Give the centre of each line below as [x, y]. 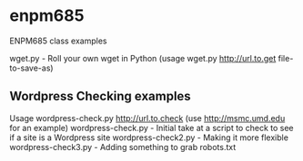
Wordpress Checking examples [100, 96]
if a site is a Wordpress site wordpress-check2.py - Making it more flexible [149, 137]
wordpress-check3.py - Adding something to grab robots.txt [123, 147]
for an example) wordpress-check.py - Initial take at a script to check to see [151, 128]
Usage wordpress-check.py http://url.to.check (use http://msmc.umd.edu [147, 118]
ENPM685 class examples [58, 41]
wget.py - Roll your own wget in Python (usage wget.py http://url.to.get [143, 58]
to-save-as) [31, 68]
